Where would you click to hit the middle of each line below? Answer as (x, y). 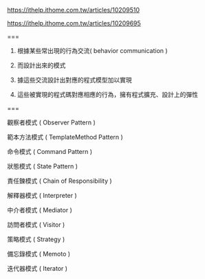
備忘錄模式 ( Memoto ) (39, 254)
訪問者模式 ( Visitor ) (36, 225)
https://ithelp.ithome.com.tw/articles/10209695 (74, 23)
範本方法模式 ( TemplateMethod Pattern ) (65, 137)
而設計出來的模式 (41, 65)
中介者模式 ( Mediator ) (40, 210)
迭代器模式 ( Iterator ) (37, 268)
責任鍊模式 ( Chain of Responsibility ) (60, 181)
